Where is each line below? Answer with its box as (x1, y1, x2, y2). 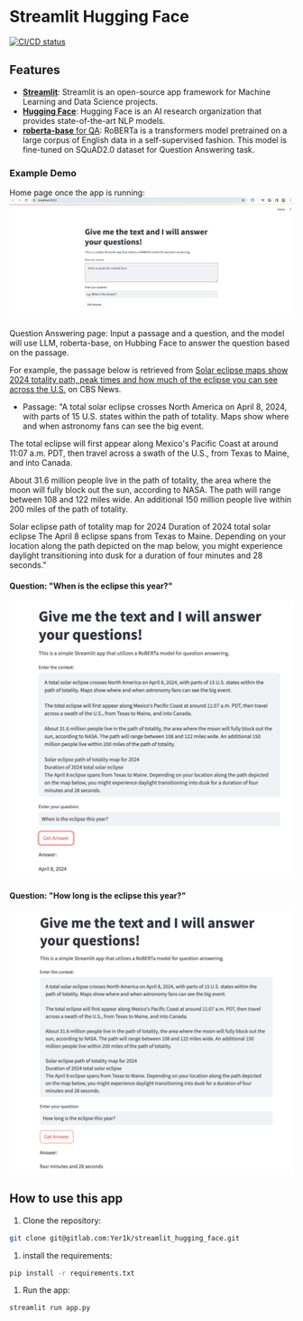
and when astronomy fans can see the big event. (22, 420, 205, 431)
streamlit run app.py (9, 1304, 91, 1313)
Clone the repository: (22, 1214, 102, 1226)
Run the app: (22, 1285, 70, 1296)
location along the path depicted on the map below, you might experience (9, 541, 283, 552)
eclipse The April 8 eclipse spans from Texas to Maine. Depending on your (9, 531, 287, 542)
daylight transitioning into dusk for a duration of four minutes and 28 (9, 550, 263, 561)
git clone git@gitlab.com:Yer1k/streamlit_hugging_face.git (9, 1233, 241, 1242)
